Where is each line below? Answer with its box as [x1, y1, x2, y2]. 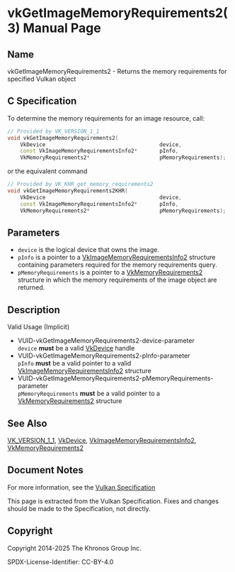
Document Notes [7, 464, 84, 476]
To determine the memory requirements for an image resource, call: [7, 114, 205, 122]
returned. [17, 283, 45, 292]
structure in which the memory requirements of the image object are [17, 275, 217, 285]
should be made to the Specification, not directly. [7, 504, 151, 512]
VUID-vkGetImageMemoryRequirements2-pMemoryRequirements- [17, 374, 214, 383]
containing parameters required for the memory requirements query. [17, 260, 217, 269]
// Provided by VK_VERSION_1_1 [7, 128, 100, 135]
